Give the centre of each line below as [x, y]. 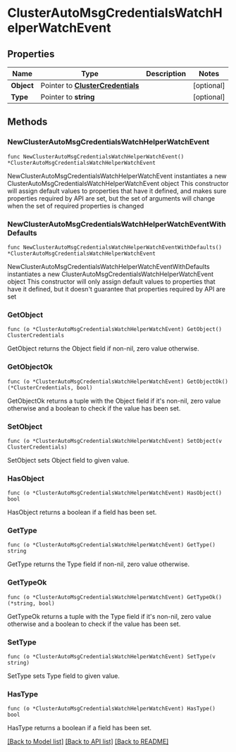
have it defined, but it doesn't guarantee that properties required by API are [116, 289]
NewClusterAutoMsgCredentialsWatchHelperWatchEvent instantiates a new [117, 176]
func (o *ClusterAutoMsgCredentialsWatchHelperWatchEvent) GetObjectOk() [118, 382]
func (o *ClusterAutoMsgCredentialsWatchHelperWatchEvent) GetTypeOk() [114, 597]
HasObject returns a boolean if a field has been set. [82, 513]
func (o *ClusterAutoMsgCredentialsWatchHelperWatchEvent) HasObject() [114, 493]
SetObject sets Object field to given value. [68, 460]
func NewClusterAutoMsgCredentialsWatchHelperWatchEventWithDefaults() [114, 247]
